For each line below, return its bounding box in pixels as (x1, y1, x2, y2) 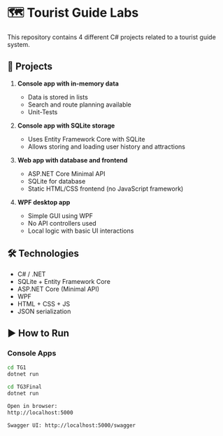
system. (7, 40, 30, 48)
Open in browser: (7, 402, 58, 409)
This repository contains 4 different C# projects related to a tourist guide (7, 32, 217, 41)
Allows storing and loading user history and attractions (27, 142, 186, 151)
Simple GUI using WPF (27, 211, 93, 220)
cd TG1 (7, 365, 27, 372)
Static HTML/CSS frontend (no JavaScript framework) (27, 184, 184, 193)
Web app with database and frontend (17, 156, 128, 164)
